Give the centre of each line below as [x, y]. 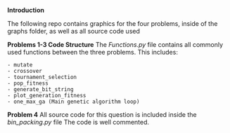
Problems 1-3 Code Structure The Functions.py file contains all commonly [115, 44]
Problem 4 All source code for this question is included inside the [102, 114]
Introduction [26, 10]
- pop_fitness [28, 83]
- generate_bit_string [40, 90]
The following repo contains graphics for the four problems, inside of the [113, 23]
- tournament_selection [42, 77]
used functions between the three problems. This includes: [92, 52]
